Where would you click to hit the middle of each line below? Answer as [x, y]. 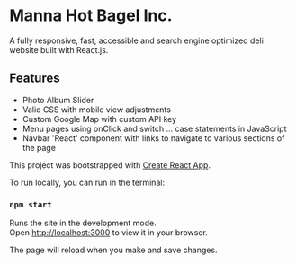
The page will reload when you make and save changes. [113, 250]
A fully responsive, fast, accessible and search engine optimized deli [136, 40]
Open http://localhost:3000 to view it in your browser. [109, 233]
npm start [31, 204]
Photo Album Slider [58, 100]
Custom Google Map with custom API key [99, 119]
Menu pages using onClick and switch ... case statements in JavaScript [154, 128]
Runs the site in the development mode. [83, 223]
